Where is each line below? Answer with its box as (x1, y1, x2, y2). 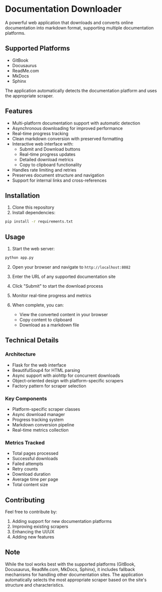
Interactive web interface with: (12, 141, 74, 147)
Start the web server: (12, 246, 55, 252)
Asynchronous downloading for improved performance (12, 125, 123, 131)
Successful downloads (12, 456, 58, 462)
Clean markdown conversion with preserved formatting (12, 136, 123, 142)
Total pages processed (12, 450, 59, 456)
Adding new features (12, 534, 55, 540)
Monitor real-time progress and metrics (12, 293, 92, 298)
